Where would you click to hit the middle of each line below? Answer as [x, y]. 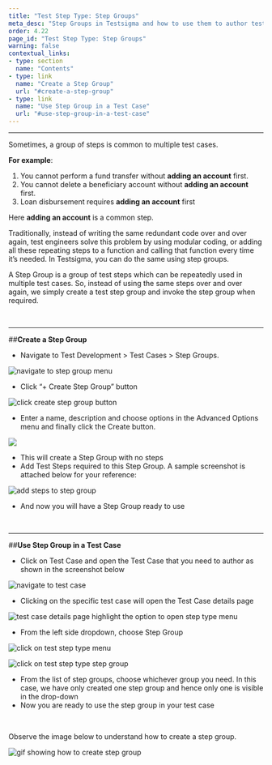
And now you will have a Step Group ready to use [102, 506]
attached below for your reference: [79, 474]
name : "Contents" [45, 69]
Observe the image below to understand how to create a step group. [123, 737]
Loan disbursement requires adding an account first [108, 202]
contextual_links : [39, 53]
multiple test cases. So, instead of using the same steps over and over [125, 283]
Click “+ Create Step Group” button [79, 387]
